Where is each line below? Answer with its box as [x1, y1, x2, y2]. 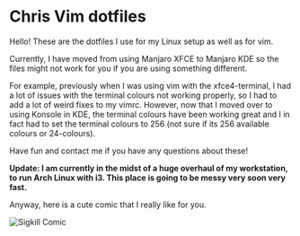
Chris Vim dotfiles [9, 6, 146, 27]
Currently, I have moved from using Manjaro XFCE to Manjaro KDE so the [9, 53, 279, 64]
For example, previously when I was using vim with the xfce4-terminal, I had [9, 80, 292, 91]
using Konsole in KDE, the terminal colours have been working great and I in [9, 109, 290, 119]
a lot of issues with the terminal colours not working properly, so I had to [9, 90, 278, 101]
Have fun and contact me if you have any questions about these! [9, 145, 249, 156]
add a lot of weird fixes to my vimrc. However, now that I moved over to [9, 99, 273, 109]
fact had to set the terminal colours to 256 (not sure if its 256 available [9, 118, 269, 129]
